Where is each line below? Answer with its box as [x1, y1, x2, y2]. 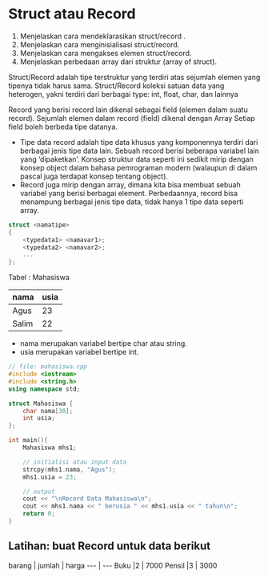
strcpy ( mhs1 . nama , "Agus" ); [22, 465, 116, 473]
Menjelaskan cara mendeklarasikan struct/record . [19, 31, 186, 41]
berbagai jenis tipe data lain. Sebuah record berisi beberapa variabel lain [19, 146, 260, 155]
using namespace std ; [8, 385, 81, 393]
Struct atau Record [8, 5, 136, 23]
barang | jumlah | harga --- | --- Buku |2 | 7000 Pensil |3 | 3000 [8, 560, 218, 570]
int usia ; [22, 414, 56, 423]
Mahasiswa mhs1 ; [22, 444, 78, 452]
